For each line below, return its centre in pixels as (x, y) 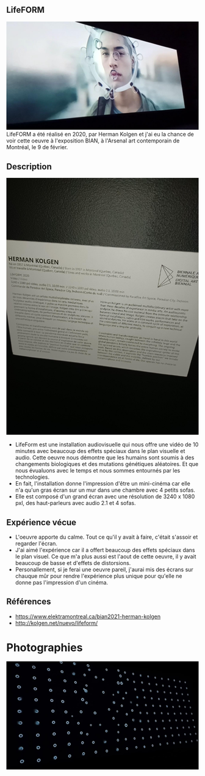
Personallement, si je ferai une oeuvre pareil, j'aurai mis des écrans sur (104, 569)
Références (29, 602)
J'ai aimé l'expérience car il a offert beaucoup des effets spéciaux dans (105, 550)
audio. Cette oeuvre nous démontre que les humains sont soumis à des (105, 457)
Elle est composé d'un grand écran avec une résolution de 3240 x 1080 (105, 497)
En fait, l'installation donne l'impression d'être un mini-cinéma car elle (103, 484)
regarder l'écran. (36, 543)
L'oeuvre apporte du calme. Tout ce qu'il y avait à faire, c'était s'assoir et (106, 537)
